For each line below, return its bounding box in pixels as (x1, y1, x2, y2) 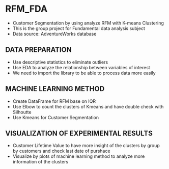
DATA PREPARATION (5, 45, 72, 54)
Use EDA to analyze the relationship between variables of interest (12, 64, 150, 70)
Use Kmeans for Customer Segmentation (12, 114, 99, 120)
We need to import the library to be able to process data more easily (12, 70, 156, 76)
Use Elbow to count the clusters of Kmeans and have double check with (12, 103, 164, 109)
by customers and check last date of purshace (12, 148, 110, 154)
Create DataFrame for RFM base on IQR (12, 98, 96, 104)
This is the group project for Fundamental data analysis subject (12, 25, 145, 31)
